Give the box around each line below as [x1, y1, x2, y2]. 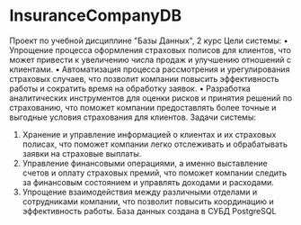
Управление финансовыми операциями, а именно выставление [22, 157, 268, 168]
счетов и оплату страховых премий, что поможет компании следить [22, 167, 288, 178]
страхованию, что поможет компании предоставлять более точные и [9, 102, 277, 112]
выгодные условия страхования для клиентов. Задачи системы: [9, 112, 256, 122]
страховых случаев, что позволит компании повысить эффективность [9, 73, 279, 84]
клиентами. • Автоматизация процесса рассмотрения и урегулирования [9, 64, 290, 75]
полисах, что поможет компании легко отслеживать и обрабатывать [22, 139, 288, 149]
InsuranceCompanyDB [9, 5, 182, 26]
